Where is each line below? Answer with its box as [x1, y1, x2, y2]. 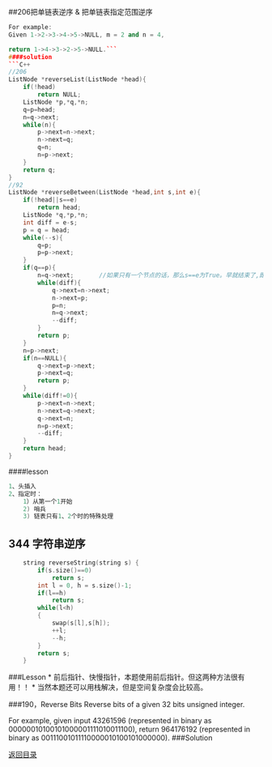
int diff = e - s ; [23, 218, 79, 227]
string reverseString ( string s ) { [23, 559, 139, 567]
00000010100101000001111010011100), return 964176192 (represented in [8, 724, 251, 735]
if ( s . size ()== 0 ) [37, 566, 92, 574]
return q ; [23, 165, 57, 174]
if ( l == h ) [37, 589, 67, 597]
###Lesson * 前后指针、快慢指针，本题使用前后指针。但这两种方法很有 [8, 672, 245, 682]
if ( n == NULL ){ [23, 354, 67, 362]
